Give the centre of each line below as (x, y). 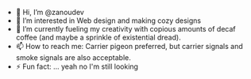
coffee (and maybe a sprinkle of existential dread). (98, 37)
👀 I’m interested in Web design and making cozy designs (108, 21)
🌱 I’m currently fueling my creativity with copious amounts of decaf (125, 29)
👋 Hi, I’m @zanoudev (50, 12)
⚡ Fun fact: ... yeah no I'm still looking (77, 66)
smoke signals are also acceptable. (73, 58)
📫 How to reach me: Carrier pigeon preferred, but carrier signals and (129, 46)
